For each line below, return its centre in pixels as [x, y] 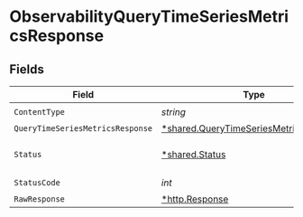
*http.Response [195, 199]
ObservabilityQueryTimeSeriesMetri [149, 17]
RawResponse [40, 199]
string [174, 112]
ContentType [40, 112]
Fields [27, 69]
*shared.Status [193, 154]
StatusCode [37, 182]
